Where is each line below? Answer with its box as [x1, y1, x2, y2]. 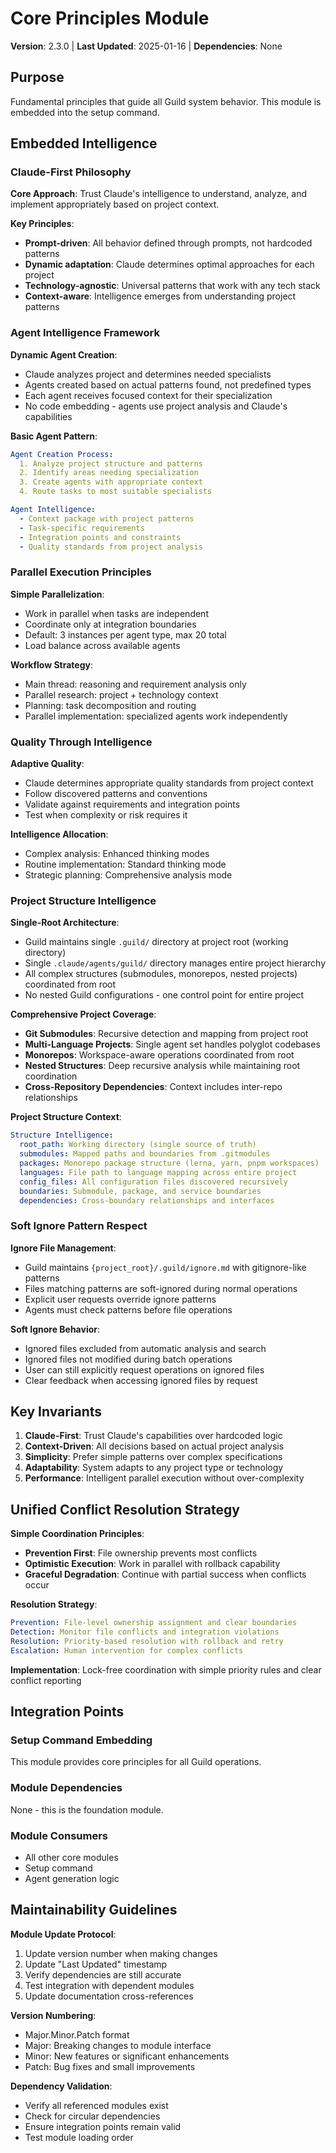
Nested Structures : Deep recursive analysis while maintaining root [24, 1060, 301, 1072]
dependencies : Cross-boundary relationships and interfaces [19, 1195, 275, 1206]
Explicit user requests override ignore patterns [24, 1293, 217, 1305]
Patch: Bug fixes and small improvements [24, 2060, 196, 2072]
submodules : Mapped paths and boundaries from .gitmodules [19, 1149, 271, 1159]
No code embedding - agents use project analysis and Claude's [24, 400, 288, 412]
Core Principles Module [10, 7, 210, 30]
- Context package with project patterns [19, 513, 195, 524]
